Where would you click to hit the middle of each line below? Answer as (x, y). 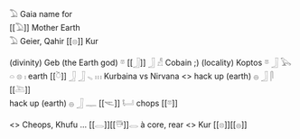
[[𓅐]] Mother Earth (45, 28)
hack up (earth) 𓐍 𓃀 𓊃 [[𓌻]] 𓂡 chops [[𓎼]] (94, 103)
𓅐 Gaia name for (41, 14)
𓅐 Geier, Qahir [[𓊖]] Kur (54, 41)
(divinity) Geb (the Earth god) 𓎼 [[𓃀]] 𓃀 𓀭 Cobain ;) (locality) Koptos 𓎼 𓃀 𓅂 (150, 62)
